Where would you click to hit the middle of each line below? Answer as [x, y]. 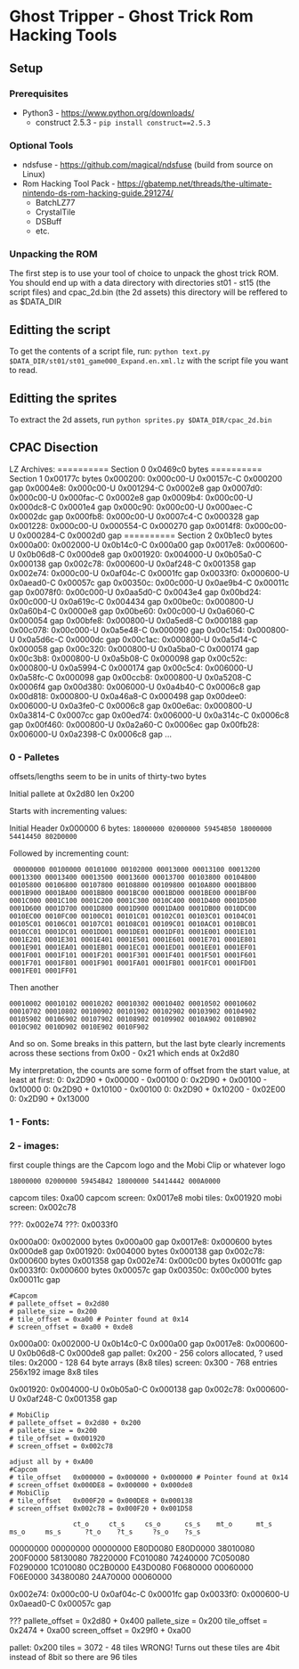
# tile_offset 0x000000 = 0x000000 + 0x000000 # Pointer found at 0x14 [149, 1478]
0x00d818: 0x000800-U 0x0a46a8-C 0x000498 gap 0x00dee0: [128, 696]
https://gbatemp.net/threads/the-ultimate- [194, 183]
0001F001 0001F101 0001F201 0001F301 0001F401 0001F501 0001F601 [133, 956]
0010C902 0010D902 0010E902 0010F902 [79, 1027]
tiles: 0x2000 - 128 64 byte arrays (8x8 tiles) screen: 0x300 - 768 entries [143, 1363]
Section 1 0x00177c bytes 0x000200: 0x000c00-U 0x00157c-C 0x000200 [146, 478]
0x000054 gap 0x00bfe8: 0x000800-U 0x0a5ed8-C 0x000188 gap [133, 620]
